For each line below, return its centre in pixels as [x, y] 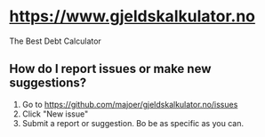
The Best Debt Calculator [56, 41]
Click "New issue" [55, 114]
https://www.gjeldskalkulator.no [132, 16]
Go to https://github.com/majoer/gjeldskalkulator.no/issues [130, 104]
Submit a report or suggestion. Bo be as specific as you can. [133, 123]
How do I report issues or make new [110, 69]
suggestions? [48, 83]
